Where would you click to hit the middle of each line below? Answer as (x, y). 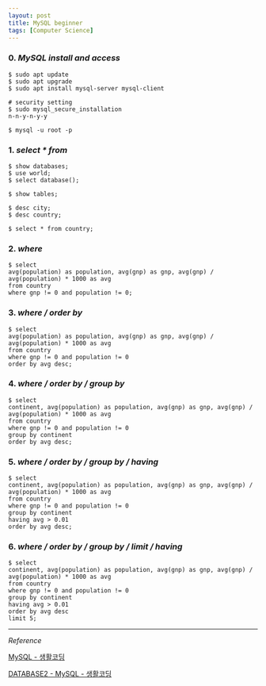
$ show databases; (38, 166)
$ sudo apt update (38, 75)
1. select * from (38, 150)
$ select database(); (44, 180)
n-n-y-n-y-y (28, 116)
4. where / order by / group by (66, 384)
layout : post (30, 15)
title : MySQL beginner (46, 23)
